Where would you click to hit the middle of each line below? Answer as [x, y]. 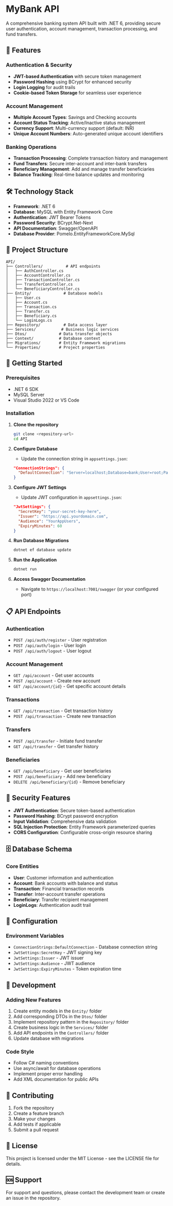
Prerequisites [23, 378]
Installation [20, 414]
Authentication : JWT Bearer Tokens [52, 217]
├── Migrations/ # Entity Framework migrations [66, 343]
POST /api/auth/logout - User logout [52, 651]
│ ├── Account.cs [27, 302]
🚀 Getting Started [34, 363]
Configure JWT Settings [40, 488]
